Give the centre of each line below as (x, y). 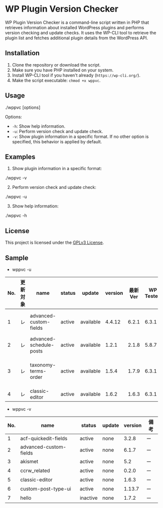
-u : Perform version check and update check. (57, 131)
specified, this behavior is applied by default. (57, 141)
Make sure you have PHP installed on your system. (63, 70)
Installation (22, 53)
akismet (29, 461)
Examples (20, 157)
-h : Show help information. (39, 126)
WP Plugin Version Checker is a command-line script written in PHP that (77, 22)
